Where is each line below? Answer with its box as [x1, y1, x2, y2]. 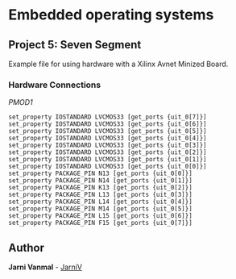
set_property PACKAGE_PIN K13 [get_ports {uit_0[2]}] [8, 184, 193, 192]
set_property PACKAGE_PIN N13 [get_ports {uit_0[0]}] [8, 169, 193, 178]
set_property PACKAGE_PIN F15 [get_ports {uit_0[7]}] [8, 219, 193, 227]
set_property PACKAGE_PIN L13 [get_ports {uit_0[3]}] [8, 191, 193, 199]
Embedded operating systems [8, 6, 214, 24]
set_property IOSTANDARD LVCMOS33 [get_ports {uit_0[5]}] [8, 127, 207, 135]
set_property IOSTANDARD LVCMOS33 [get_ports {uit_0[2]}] [8, 148, 207, 156]
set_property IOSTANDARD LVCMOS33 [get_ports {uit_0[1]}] [8, 156, 207, 164]
